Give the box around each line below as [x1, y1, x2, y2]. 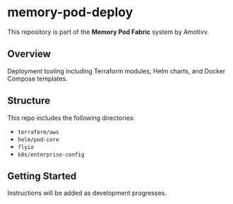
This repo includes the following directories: [7, 114, 136, 122]
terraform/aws [17, 128, 59, 136]
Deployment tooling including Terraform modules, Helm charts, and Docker [7, 66, 226, 75]
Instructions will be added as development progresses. [7, 188, 167, 198]
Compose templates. [7, 74, 68, 83]
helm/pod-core [17, 136, 59, 143]
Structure [7, 95, 51, 107]
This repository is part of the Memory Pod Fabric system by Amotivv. [7, 28, 210, 36]
